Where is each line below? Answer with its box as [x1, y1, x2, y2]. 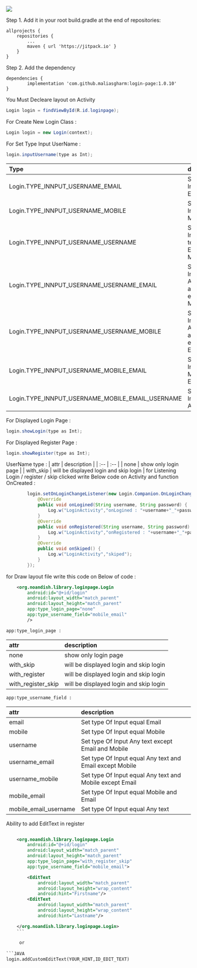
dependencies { [6, 75, 43, 81]
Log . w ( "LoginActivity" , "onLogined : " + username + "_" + [47, 507, 180, 513]
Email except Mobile [81, 761, 137, 769]
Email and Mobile [81, 744, 128, 752]
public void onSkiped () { [37, 546, 101, 552]
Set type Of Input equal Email [81, 718, 161, 726]
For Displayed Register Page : [6, 439, 77, 446]
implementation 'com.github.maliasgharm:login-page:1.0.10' [27, 81, 177, 87]
